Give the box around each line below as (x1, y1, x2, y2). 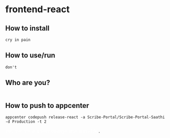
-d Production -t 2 (5, 119, 47, 124)
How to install (5, 24, 50, 33)
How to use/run (5, 51, 55, 60)
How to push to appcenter (5, 101, 90, 110)
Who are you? (5, 78, 50, 87)
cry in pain (5, 37, 31, 42)
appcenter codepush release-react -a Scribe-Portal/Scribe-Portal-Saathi (5, 115, 165, 120)
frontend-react (5, 4, 70, 15)
